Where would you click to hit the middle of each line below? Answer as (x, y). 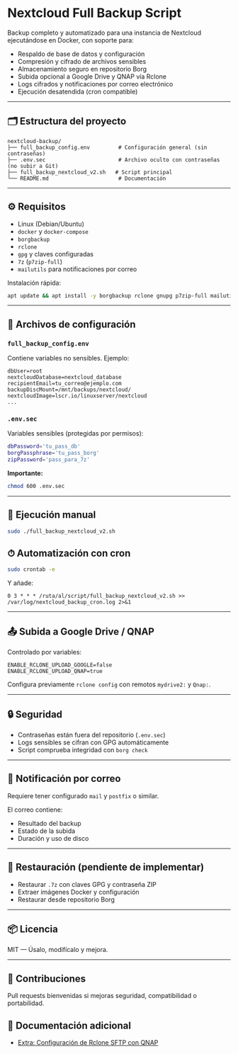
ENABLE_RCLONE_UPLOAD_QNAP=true (55, 671)
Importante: (25, 473)
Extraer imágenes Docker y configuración (78, 892)
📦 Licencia (33, 929)
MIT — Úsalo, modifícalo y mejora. (58, 950)
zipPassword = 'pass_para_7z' (49, 460)
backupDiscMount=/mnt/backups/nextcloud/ (69, 390)
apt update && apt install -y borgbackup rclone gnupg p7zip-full (107, 295)
